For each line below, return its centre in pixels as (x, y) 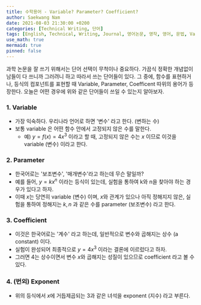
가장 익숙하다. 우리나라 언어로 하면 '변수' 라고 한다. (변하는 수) (87, 122)
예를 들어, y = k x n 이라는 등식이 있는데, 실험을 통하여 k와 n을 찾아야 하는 (100, 181)
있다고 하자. (40, 189)
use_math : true (25, 40)
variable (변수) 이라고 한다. (56, 144)
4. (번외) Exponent (33, 282)
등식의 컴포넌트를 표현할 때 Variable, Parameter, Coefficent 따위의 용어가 (101, 84)
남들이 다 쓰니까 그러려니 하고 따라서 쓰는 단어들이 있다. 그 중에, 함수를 (88, 76)
